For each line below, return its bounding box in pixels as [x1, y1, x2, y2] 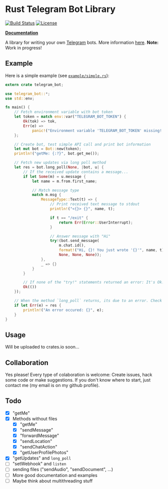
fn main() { [5, 105, 30, 110]
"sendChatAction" [19, 444, 57, 450]
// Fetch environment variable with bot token [14, 109, 113, 114]
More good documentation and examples [12, 472, 97, 478]
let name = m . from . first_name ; [31, 178, 97, 183]
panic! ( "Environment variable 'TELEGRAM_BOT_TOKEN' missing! [31, 128, 162, 133]
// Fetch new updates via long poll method [14, 160, 106, 165]
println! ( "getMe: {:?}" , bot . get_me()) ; [14, 151, 99, 156]
